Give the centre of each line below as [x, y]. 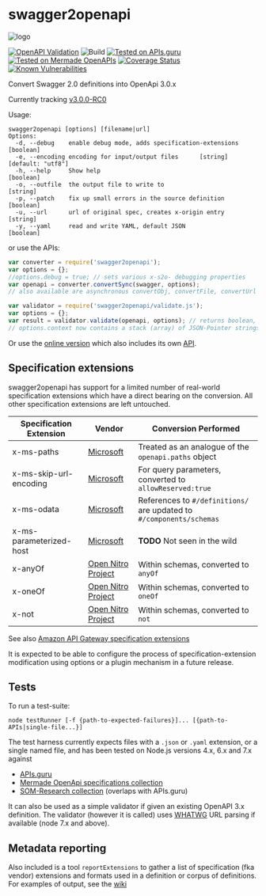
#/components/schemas [179, 519]
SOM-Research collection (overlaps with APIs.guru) [104, 791]
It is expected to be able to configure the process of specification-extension [132, 654]
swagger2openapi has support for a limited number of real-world [114, 387]
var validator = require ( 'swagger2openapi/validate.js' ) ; [106, 306]
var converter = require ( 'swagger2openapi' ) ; [84, 262]
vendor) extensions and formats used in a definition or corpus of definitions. [133, 875]
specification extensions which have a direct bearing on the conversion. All [131, 395]
